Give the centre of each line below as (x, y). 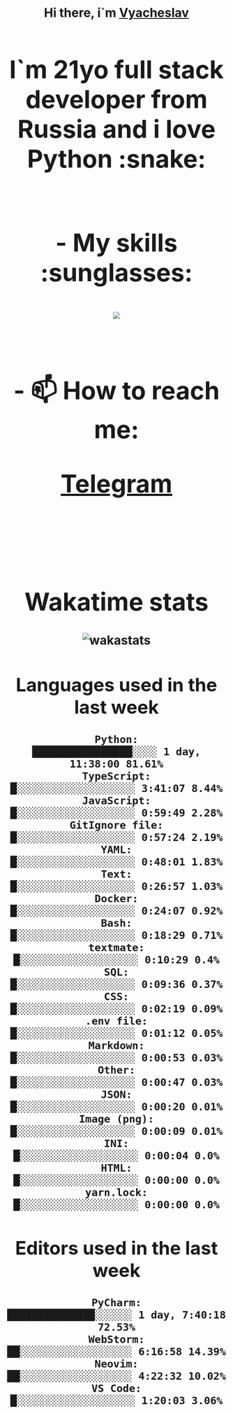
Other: (116, 1070)
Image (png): (116, 1119)
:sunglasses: (116, 272)
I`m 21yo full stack (116, 69)
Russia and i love (116, 129)
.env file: (116, 1021)
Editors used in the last (116, 1248)
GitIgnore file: (116, 825)
